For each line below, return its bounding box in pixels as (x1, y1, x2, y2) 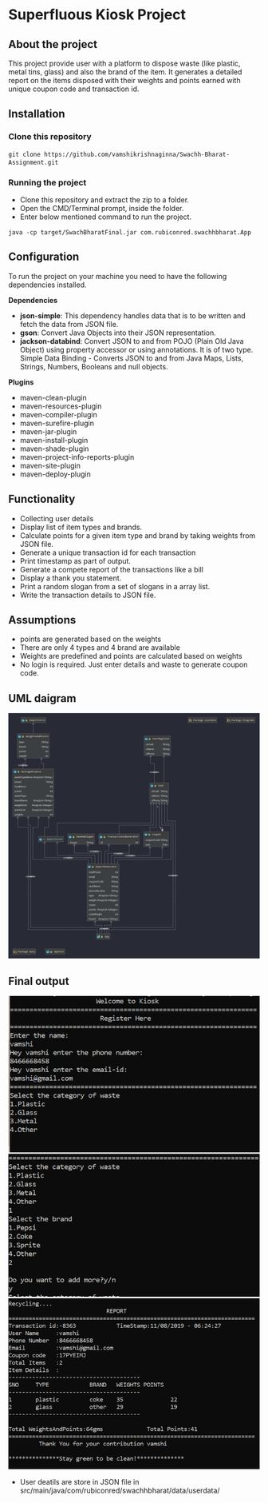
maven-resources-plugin (19, 401, 102, 411)
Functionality (8, 492, 76, 506)
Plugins (8, 377, 34, 387)
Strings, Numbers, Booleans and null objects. (19, 361, 169, 371)
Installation (8, 107, 65, 121)
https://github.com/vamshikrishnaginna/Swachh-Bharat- (43, 150, 230, 158)
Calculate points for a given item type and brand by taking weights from (19, 530, 256, 540)
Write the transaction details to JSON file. (19, 590, 156, 600)
